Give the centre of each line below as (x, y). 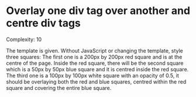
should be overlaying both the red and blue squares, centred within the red (96, 82)
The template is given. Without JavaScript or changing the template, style (94, 50)
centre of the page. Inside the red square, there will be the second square (95, 63)
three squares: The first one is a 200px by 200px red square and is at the (94, 57)
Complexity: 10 (24, 39)
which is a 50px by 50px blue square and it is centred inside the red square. (97, 69)
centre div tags (43, 23)
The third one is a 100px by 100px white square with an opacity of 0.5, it (93, 75)
